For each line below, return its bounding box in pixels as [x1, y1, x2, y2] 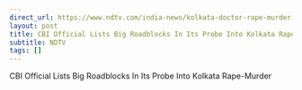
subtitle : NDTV [9, 37, 67, 47]
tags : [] [9, 46, 42, 55]
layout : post [9, 21, 58, 30]
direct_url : [9, 12, 54, 22]
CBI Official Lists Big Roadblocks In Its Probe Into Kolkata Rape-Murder [9, 70, 272, 81]
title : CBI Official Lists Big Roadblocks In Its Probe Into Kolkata [9, 29, 276, 38]
